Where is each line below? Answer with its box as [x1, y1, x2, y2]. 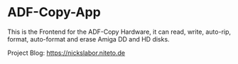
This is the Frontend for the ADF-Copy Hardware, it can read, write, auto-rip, [7, 27, 232, 36]
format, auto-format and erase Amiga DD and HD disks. [7, 34, 170, 43]
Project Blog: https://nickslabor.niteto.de [7, 49, 126, 57]
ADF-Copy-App [7, 4, 101, 20]
